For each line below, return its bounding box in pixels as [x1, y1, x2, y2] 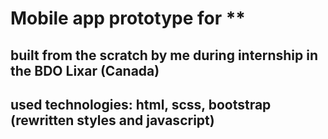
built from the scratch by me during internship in [10, 47, 318, 64]
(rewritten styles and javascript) [10, 112, 215, 129]
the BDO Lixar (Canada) [10, 62, 160, 79]
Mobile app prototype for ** [10, 7, 247, 30]
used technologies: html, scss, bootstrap [10, 96, 272, 113]
